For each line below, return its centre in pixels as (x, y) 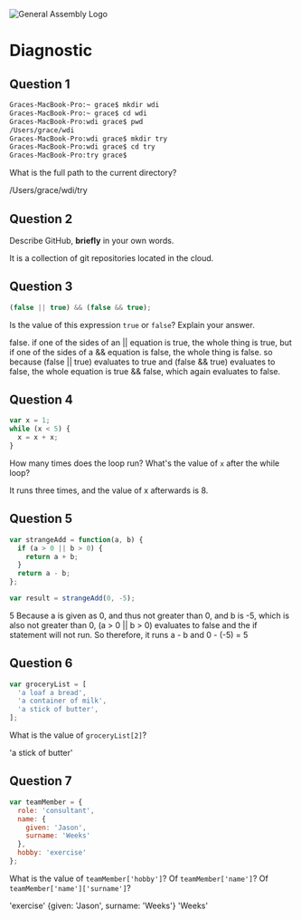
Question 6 (41, 663)
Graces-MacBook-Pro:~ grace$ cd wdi (78, 113)
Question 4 (42, 400)
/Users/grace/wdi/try (48, 190)
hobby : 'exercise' (52, 853)
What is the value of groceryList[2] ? (78, 735)
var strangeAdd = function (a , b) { (76, 539)
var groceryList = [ (48, 684)
